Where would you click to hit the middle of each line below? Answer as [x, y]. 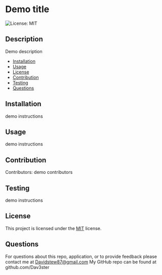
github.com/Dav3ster [27, 267]
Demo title [27, 9]
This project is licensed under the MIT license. [53, 228]
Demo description [24, 51]
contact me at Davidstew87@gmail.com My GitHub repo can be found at [81, 262]
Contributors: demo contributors [39, 172]
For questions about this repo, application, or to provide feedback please [81, 256]
